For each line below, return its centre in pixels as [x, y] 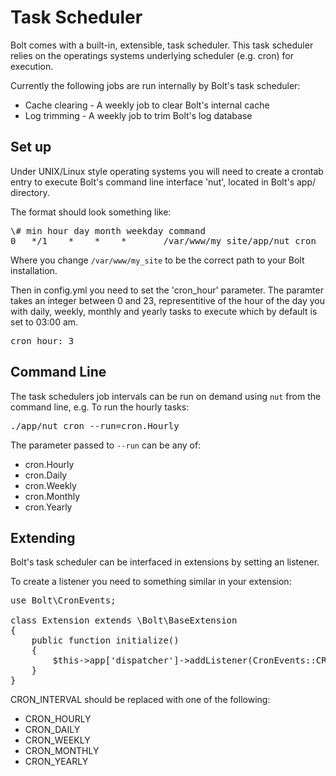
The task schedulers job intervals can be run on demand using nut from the [166, 396]
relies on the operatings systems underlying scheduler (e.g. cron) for [152, 55]
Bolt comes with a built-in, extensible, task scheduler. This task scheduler [162, 45]
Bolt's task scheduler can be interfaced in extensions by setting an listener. [165, 562]
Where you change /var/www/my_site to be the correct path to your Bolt [157, 260]
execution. [32, 66]
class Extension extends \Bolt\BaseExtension [124, 620]
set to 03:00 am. [44, 322]
